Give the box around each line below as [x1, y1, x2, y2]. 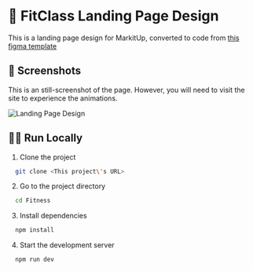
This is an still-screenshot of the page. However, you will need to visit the [8, 85, 245, 94]
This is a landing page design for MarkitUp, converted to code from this [8, 33, 240, 42]
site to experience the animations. [8, 93, 118, 103]
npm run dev [15, 255, 55, 264]
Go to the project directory [19, 181, 106, 191]
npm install [15, 226, 55, 234]
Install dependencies [19, 211, 88, 221]
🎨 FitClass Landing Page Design [8, 7, 219, 25]
